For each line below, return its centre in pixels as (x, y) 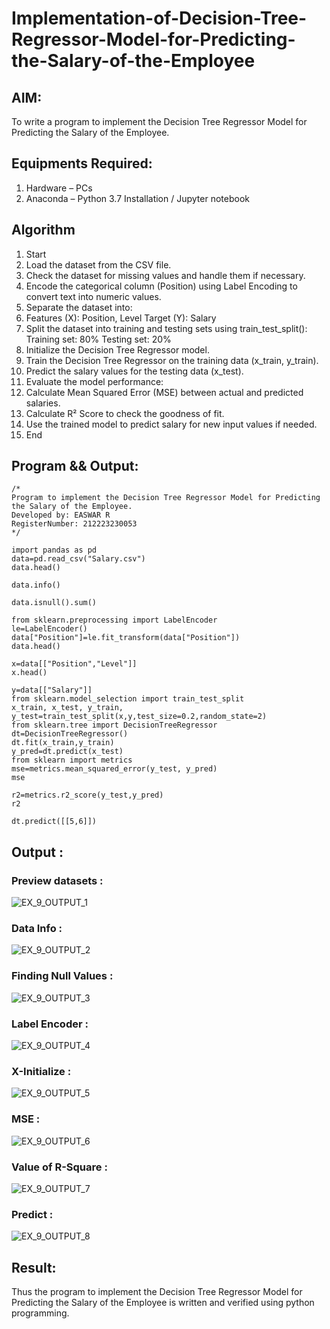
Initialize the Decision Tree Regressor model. (117, 349)
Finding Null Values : (62, 976)
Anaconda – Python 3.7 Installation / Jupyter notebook (137, 198)
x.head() (29, 673)
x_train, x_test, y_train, (67, 708)
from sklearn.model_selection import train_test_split (128, 699)
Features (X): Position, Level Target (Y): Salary (121, 318)
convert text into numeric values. (93, 296)
